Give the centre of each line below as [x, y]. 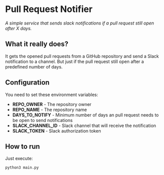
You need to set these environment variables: [52, 94]
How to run [23, 146]
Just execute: [19, 158]
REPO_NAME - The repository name [50, 109]
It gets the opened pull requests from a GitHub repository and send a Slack [82, 56]
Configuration [27, 83]
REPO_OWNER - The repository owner [52, 104]
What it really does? [37, 44]
